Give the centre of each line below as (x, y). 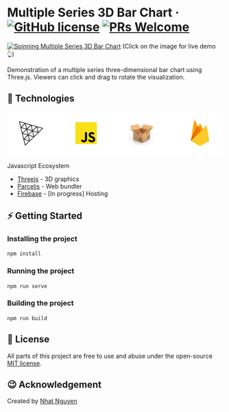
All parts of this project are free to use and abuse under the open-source (110, 356)
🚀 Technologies (41, 98)
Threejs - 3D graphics (48, 179)
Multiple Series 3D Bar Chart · (93, 13)
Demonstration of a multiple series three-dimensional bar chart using (105, 69)
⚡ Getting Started (45, 216)
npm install (24, 254)
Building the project (40, 303)
